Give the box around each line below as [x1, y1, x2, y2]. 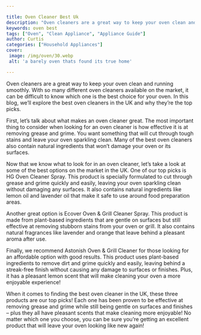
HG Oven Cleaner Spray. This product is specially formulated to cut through [6, 173, 193, 180]
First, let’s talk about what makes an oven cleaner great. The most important [6, 117, 194, 124]
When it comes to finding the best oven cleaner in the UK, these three [6, 290, 178, 297]
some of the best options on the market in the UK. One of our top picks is [6, 167, 187, 174]
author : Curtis [6, 36, 44, 42]
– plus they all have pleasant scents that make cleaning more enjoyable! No [6, 309, 191, 316]
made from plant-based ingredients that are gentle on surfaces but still [6, 216, 181, 223]
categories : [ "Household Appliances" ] [6, 42, 103, 48]
